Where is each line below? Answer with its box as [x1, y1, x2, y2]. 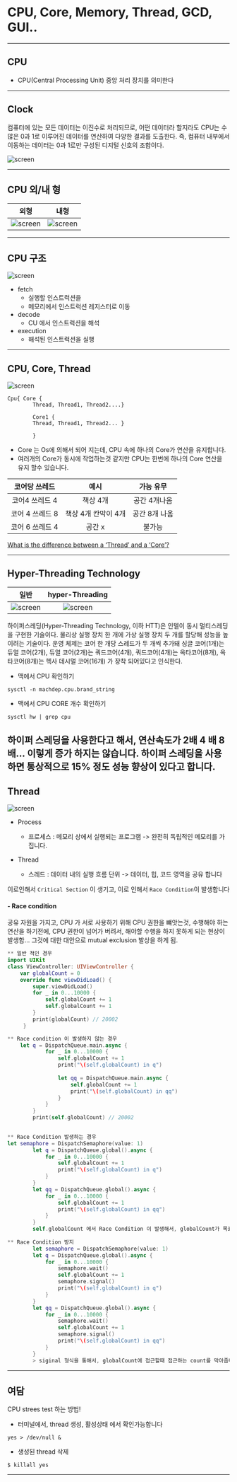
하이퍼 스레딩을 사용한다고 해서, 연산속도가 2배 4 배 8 [7, 734, 225, 746]
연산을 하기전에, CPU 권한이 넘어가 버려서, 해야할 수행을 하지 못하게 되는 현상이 [7, 927, 226, 936]
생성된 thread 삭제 [17, 1447, 69, 1456]
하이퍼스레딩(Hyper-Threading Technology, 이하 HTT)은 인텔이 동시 [7, 621, 198, 630]
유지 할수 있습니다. [17, 463, 69, 471]
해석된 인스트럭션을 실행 [28, 335, 95, 344]
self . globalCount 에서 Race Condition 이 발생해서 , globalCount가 [32, 1225, 220, 1233]
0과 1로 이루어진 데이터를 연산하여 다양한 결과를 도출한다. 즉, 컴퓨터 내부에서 [20, 132, 230, 140]
